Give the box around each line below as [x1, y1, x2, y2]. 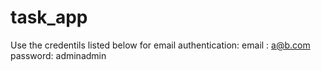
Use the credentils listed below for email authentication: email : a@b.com [10, 39, 311, 51]
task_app [10, 6, 88, 29]
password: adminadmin [10, 49, 107, 61]
